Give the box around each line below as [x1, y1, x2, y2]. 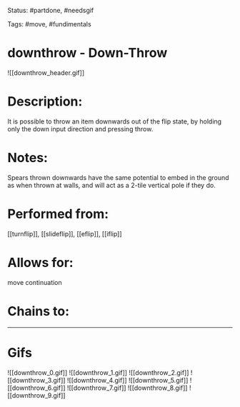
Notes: [7, 150, 49, 166]
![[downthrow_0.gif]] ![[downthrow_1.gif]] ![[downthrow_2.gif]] [7, 368, 189, 377]
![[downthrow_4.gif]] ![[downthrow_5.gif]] [66, 376, 189, 384]
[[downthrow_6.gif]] [7, 383, 66, 392]
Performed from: [7, 206, 109, 222]
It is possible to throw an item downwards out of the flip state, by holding [7, 117, 222, 126]
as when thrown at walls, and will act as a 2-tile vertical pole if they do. [7, 181, 216, 189]
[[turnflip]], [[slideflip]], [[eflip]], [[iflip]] [7, 229, 123, 238]
